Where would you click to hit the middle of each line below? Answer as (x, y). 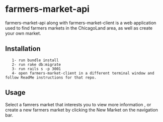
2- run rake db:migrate (36, 64)
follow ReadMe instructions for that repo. (51, 78)
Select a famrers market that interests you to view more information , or (78, 104)
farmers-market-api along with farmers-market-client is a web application (81, 23)
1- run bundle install (35, 60)
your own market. (23, 33)
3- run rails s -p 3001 (36, 69)
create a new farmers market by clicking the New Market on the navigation (81, 110)
